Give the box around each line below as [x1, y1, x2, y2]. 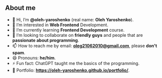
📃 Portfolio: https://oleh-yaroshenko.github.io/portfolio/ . [12, 67, 130, 73]
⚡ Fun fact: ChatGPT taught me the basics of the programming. [12, 60, 139, 66]
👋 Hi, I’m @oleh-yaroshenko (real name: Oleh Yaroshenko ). [12, 16, 134, 22]
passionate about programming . [12, 37, 79, 43]
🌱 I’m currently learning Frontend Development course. [12, 27, 125, 33]
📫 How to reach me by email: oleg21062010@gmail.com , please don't [12, 43, 158, 48]
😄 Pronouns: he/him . [12, 55, 56, 61]
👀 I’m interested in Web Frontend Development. [12, 22, 109, 28]
